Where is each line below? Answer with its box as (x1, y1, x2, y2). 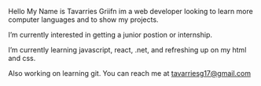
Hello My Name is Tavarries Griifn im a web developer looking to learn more (8, 7, 253, 16)
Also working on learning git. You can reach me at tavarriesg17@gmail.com (8, 69, 252, 77)
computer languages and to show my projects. (8, 15, 159, 24)
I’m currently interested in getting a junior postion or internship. (8, 30, 213, 39)
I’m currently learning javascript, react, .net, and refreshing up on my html (8, 45, 247, 54)
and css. (8, 54, 36, 63)
